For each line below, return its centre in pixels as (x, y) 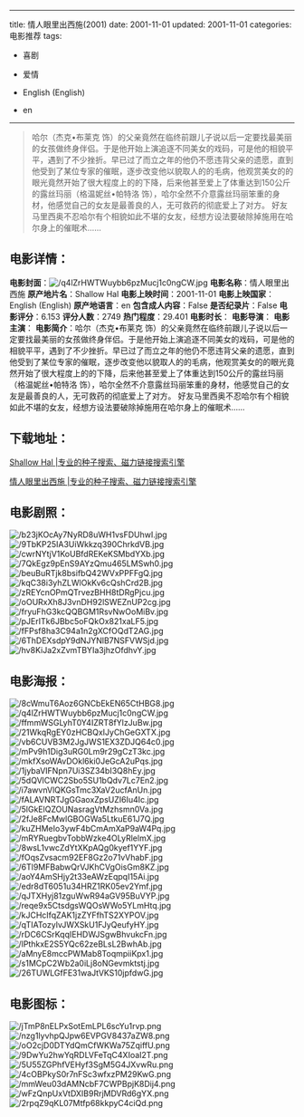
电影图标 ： (39, 1003)
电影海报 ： (39, 681)
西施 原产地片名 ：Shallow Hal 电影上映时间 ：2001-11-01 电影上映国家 (138, 294)
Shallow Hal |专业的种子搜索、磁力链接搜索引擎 (97, 462)
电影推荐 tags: (36, 36)
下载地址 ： (39, 439)
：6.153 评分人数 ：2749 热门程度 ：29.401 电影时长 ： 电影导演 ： (152, 316)
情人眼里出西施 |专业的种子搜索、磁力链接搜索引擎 (103, 481)
